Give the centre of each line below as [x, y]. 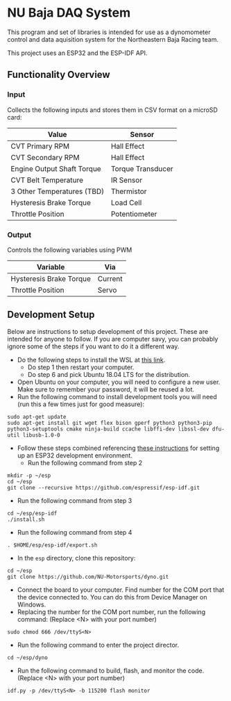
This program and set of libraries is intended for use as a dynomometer [109, 32]
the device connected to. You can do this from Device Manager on [112, 597]
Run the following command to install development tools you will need [117, 396]
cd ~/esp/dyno [28, 658]
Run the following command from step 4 [75, 532]
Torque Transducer [142, 168]
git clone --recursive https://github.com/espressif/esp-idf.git [103, 488]
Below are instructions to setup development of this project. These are [108, 331]
